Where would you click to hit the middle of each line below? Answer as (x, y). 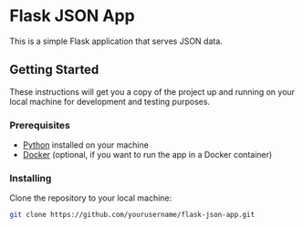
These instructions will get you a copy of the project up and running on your (152, 91)
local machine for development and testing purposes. (110, 101)
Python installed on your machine (85, 145)
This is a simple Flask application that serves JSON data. (116, 41)
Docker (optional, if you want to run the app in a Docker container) (147, 155)
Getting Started (54, 70)
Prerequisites (40, 125)
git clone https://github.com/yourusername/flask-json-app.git (132, 215)
